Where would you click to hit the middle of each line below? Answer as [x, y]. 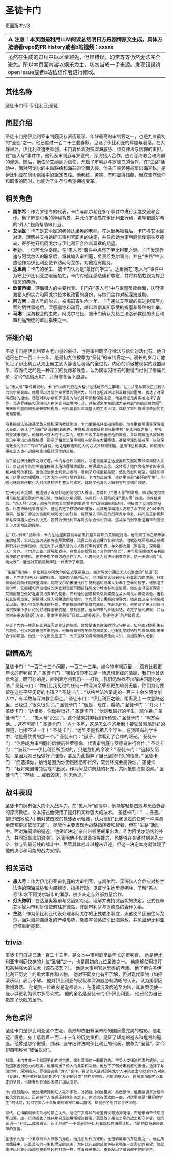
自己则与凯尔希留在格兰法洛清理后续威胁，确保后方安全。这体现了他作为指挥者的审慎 [88, 467]
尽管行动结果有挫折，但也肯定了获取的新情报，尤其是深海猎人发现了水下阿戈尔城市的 [88, 509]
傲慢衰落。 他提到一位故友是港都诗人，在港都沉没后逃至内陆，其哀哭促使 [82, 987]
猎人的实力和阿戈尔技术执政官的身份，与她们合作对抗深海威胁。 [84, 294]
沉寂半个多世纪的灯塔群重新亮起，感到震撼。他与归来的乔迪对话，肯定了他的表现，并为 [87, 610]
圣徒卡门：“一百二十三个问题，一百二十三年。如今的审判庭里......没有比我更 [84, 666]
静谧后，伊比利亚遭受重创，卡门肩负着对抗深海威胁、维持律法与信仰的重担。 [85, 149]
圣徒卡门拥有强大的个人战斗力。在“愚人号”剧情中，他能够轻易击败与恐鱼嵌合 [85, 806]
